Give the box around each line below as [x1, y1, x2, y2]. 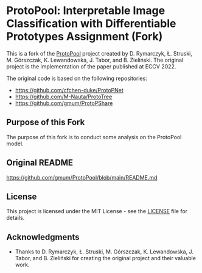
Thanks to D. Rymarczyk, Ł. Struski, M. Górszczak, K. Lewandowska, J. [15, 248, 193, 255]
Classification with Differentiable [6, 16, 176, 31]
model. [6, 140, 24, 147]
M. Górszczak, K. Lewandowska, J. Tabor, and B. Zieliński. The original [6, 56, 184, 64]
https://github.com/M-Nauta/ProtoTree [15, 93, 113, 100]
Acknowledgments [6, 231, 80, 242]
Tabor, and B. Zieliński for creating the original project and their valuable [15, 255, 197, 262]
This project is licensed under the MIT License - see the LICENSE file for [6, 208, 187, 215]
